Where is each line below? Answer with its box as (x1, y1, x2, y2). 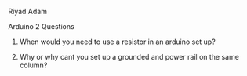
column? (19, 60, 48, 70)
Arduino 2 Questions (8, 22, 74, 31)
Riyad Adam (8, 7, 47, 16)
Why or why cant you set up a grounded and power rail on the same (19, 52, 239, 61)
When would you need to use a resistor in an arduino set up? (19, 37, 216, 46)
